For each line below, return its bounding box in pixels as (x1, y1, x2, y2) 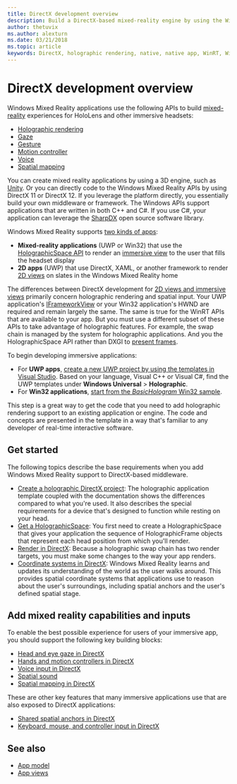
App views (17, 768, 49, 778)
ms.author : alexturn (7, 30, 68, 37)
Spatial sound (17, 672, 58, 681)
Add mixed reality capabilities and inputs (7, 609, 191, 622)
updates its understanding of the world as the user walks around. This (17, 566, 221, 575)
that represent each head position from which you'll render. (17, 537, 190, 545)
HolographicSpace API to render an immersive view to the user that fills (17, 248, 226, 257)
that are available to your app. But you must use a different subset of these (7, 315, 224, 323)
